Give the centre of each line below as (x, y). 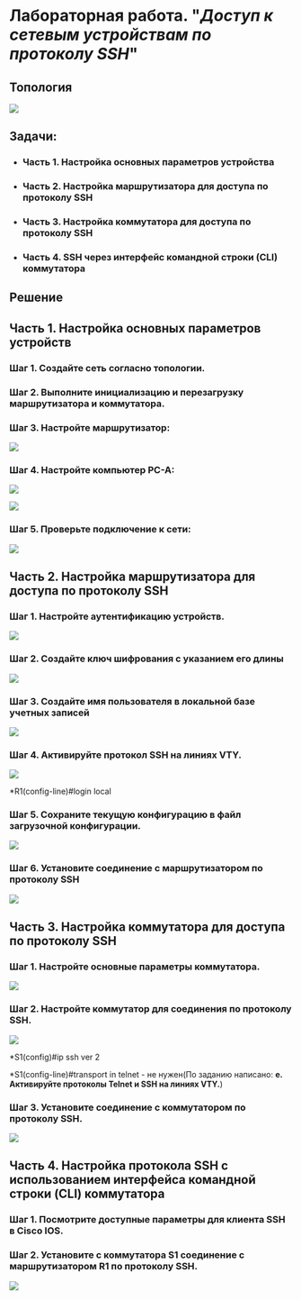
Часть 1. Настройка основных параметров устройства (148, 162)
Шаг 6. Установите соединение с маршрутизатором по (136, 868)
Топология (41, 87)
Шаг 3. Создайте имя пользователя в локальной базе (133, 701)
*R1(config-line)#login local (61, 791)
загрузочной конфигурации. (75, 826)
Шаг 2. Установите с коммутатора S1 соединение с (127, 1255)
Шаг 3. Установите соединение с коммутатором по (128, 1107)
